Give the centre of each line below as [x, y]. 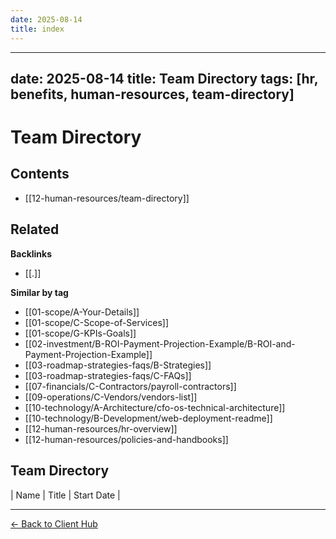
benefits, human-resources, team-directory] [152, 94]
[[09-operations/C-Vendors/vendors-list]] [111, 397]
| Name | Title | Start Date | [65, 495]
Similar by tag [39, 292]
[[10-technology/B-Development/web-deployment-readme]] [148, 418]
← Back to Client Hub [54, 523]
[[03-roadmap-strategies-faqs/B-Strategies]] [118, 365]
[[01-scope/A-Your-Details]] [82, 312]
